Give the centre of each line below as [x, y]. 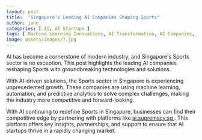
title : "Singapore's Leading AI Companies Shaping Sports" [83, 17]
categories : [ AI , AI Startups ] [48, 28]
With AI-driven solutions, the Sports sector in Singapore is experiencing [95, 81]
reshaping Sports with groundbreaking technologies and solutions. [89, 69]
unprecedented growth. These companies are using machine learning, [93, 87]
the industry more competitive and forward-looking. [70, 100]
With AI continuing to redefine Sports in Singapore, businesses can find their [101, 112]
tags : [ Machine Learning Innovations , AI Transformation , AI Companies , [101, 34]
